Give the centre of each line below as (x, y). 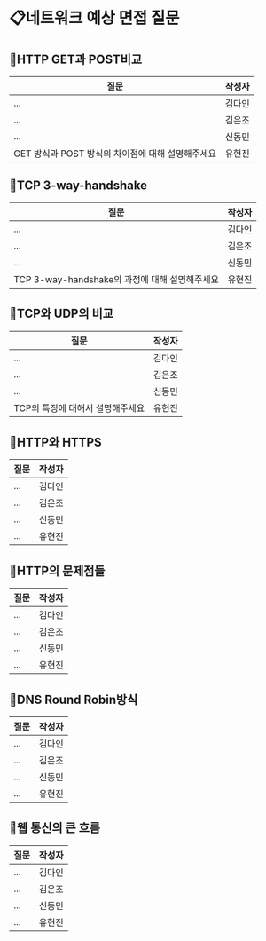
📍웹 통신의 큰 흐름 (55, 828)
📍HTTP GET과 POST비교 (75, 59)
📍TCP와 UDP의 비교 (61, 314)
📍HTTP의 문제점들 (57, 570)
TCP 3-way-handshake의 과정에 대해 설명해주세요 (116, 279)
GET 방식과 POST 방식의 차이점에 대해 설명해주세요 (115, 154)
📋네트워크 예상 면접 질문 (94, 18)
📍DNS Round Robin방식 (74, 699)
